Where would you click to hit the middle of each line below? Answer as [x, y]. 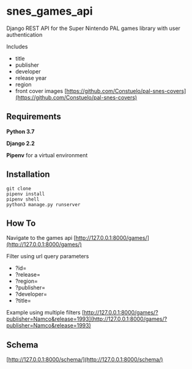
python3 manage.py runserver [43, 204]
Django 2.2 [20, 143]
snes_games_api [50, 11]
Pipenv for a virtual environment [47, 155]
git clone [19, 188]
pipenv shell [23, 199]
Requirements [34, 117]
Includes [17, 47]
